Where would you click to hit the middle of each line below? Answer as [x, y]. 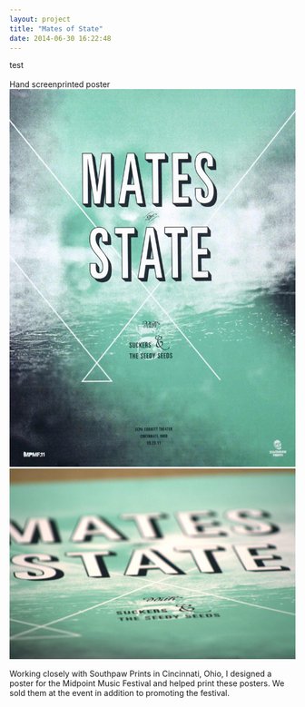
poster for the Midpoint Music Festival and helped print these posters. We [147, 683]
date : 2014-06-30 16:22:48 [60, 38]
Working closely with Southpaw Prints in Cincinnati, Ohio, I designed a [141, 673]
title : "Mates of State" [56, 29]
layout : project [40, 19]
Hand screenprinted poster [60, 84]
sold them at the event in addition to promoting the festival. [119, 692]
